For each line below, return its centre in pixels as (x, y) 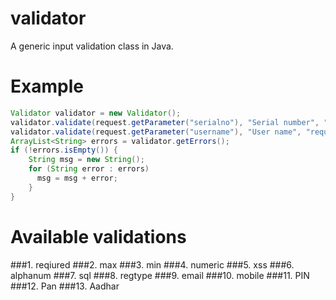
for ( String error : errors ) (89, 169)
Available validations (98, 236)
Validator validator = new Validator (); (96, 113)
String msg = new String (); (86, 160)
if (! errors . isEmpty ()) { (64, 150)
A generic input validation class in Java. (92, 46)
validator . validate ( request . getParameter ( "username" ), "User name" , (156, 132)
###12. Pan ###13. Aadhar (65, 286)
